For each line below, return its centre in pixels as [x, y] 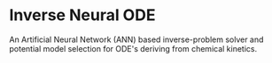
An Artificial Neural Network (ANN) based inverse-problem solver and [136, 39]
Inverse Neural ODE [82, 15]
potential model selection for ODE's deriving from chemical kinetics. [133, 48]
